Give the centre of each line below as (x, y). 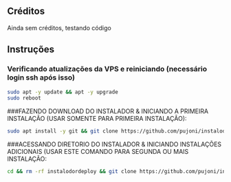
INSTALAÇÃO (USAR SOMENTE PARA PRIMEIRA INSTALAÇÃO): (97, 119)
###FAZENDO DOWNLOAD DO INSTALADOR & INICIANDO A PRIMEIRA (108, 111)
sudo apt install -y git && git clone (63, 131)
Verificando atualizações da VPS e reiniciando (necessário (107, 69)
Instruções (31, 50)
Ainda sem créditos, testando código (59, 27)
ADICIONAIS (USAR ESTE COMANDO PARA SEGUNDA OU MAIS (98, 152)
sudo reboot (24, 98)
